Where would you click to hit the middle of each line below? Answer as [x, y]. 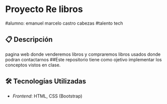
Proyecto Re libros [44, 9]
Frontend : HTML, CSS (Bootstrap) [47, 96]
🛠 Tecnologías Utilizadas [46, 81]
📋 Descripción [29, 39]
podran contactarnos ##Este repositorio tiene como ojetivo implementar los [83, 59]
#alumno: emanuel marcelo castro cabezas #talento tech [64, 23]
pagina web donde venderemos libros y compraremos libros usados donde [83, 54]
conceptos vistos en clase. [33, 65]
